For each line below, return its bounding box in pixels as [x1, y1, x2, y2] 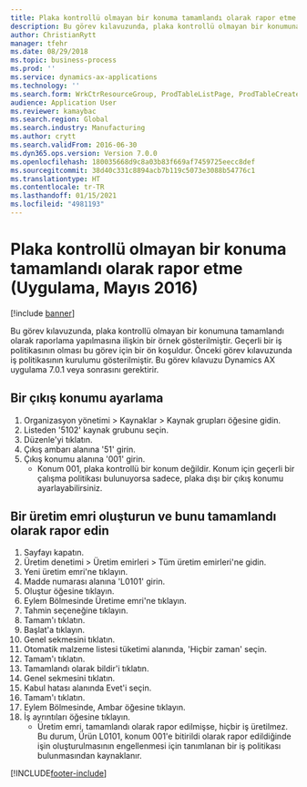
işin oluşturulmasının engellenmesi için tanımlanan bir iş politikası [36, 741, 281, 751]
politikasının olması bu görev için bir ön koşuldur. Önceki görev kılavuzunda [10, 344, 292, 355]
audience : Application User [10, 97, 118, 107]
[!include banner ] [10, 307, 76, 319]
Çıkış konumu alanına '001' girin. [23, 453, 146, 465]
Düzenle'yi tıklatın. [23, 434, 94, 445]
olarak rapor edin [10, 523, 109, 538]
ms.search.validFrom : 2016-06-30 [10, 140, 138, 149]
